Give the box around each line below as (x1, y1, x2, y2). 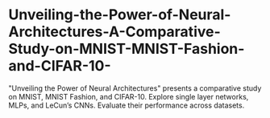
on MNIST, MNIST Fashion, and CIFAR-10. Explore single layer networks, (8, 92, 249, 101)
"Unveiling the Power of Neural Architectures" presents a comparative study (8, 83, 262, 93)
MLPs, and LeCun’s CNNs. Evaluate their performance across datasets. (8, 100, 245, 110)
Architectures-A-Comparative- (8, 22, 222, 41)
